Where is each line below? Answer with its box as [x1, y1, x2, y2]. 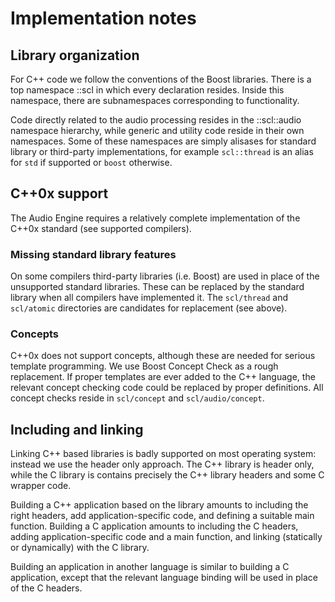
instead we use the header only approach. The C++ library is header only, [10, 458, 315, 471]
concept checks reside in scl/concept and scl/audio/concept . [10, 392, 265, 404]
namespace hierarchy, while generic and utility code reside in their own [10, 125, 305, 136]
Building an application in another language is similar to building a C [10, 561, 290, 573]
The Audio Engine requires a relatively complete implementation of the [10, 212, 301, 224]
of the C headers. [10, 582, 83, 594]
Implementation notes [10, 7, 197, 30]
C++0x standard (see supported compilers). [10, 222, 192, 234]
